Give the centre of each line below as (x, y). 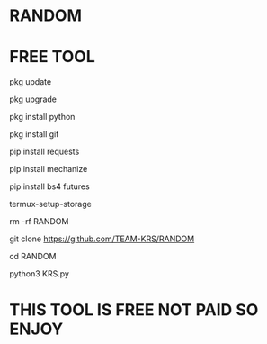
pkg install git (34, 134)
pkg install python (42, 117)
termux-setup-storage (50, 204)
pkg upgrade (33, 99)
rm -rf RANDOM (39, 222)
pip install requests (44, 152)
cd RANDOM (33, 257)
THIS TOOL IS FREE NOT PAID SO (134, 310)
